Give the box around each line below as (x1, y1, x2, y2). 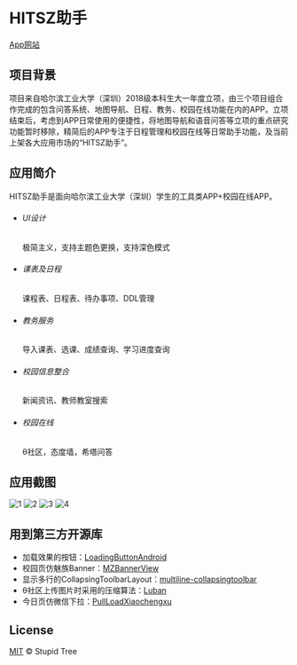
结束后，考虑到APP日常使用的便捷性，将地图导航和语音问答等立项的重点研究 (9, 114, 289, 125)
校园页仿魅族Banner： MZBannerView (21, 563, 160, 574)
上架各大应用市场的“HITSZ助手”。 (9, 137, 133, 147)
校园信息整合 (21, 365, 69, 377)
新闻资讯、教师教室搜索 (21, 395, 108, 406)
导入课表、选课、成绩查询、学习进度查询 (21, 344, 170, 355)
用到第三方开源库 (9, 527, 103, 542)
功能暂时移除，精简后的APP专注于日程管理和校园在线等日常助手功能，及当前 (9, 126, 289, 137)
